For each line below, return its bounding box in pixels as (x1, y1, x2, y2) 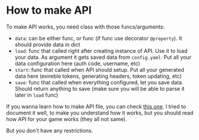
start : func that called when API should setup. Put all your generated (14, 66, 184, 73)
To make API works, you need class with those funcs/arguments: (6, 23, 165, 30)
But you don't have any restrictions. (6, 127, 93, 134)
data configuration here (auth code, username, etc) (14, 60, 141, 67)
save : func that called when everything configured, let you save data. (14, 78, 184, 86)
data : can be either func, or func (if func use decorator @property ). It (14, 34, 182, 42)
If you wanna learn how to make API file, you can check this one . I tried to (6, 103, 187, 110)
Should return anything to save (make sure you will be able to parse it (14, 85, 185, 92)
